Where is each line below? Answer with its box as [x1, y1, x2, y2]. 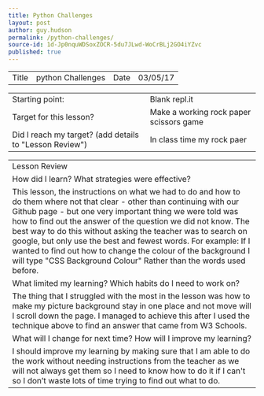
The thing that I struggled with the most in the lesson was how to [12, 291, 251, 302]
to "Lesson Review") [12, 139, 88, 150]
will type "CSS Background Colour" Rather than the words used [12, 255, 246, 266]
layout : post [8, 19, 51, 27]
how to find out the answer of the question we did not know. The [12, 216, 250, 227]
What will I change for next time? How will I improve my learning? [12, 333, 251, 343]
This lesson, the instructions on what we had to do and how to [12, 187, 241, 197]
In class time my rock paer [149, 135, 247, 145]
